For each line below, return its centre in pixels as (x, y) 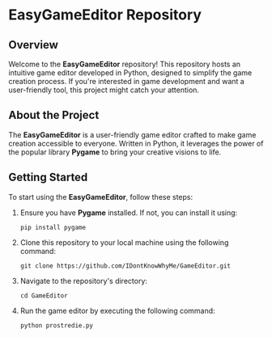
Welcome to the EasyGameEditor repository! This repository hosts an (125, 64)
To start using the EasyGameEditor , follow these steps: (101, 196)
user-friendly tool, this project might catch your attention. (104, 90)
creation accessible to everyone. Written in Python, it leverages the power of (136, 143)
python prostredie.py (56, 325)
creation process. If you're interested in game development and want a (126, 81)
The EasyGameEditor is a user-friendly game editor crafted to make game (132, 134)
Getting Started (48, 177)
